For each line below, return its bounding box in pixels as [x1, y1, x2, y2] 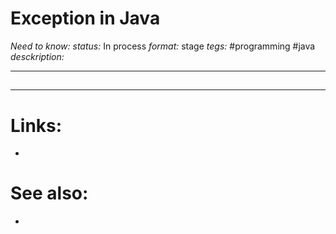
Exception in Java [10, 7, 161, 30]
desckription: [10, 50, 65, 62]
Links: [10, 114, 63, 137]
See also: [10, 182, 89, 205]
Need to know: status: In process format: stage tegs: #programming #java [10, 40, 316, 52]
